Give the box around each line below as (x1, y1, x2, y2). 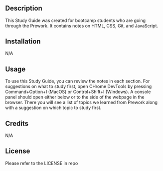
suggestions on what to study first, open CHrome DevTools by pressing (5, 83, 152, 89)
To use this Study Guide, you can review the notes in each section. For (5, 78, 150, 84)
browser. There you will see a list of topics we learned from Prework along (5, 99, 158, 105)
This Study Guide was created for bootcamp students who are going (5, 17, 146, 23)
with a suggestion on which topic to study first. (5, 104, 102, 111)
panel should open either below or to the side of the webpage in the (5, 94, 145, 100)
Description (5, 4, 42, 12)
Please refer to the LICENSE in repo (5, 160, 78, 166)
